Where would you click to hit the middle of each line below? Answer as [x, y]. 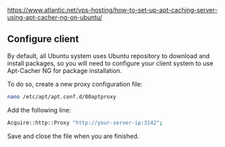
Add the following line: [39, 110]
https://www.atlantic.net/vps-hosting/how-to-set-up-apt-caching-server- [112, 10]
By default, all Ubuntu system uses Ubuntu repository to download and [109, 55]
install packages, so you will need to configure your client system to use [110, 63]
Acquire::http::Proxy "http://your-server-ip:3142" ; [85, 123]
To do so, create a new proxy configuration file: [75, 84]
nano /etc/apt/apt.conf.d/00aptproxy [62, 96]
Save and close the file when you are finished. [73, 136]
